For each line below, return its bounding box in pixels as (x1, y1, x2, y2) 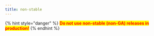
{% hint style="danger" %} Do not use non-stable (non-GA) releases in (5, 20, 149, 26)
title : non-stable (5, 7, 42, 12)
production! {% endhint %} (5, 25, 60, 31)
